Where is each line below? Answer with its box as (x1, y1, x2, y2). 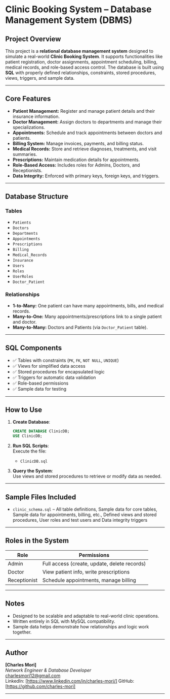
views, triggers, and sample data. (5, 75, 75, 81)
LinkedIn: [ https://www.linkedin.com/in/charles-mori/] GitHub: (5, 678, 135, 684)
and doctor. (12, 319, 37, 325)
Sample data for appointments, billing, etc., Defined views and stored (12, 512, 157, 518)
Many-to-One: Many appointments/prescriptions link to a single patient (12, 313, 162, 320)
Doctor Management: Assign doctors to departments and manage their (12, 118, 162, 125)
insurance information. (12, 113, 60, 119)
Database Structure (5, 192, 68, 201)
